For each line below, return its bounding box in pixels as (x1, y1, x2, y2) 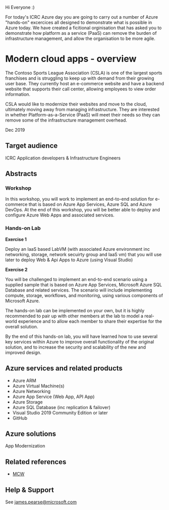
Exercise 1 (5, 236, 27, 242)
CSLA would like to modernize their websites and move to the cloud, (5, 101, 147, 107)
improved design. (5, 349, 42, 355)
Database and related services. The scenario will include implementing (5, 287, 152, 293)
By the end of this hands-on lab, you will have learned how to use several (5, 333, 158, 339)
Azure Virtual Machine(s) (12, 383, 65, 389)
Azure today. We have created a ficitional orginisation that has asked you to (5, 25, 162, 31)
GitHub (12, 415, 28, 421)
